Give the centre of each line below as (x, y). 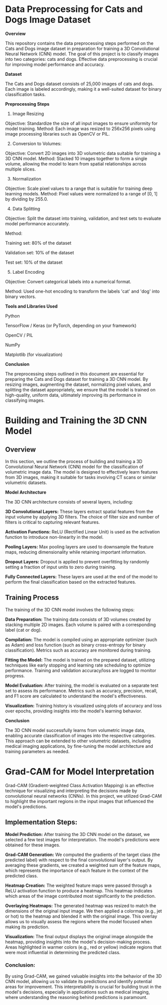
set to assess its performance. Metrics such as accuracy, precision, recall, (82, 690)
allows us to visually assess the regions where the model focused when (79, 921)
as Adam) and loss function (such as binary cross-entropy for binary (76, 645)
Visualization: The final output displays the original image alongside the (79, 936)
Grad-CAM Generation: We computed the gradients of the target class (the (83, 854)
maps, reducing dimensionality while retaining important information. (76, 552)
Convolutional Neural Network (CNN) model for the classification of (74, 467)
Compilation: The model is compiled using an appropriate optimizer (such (81, 640)
